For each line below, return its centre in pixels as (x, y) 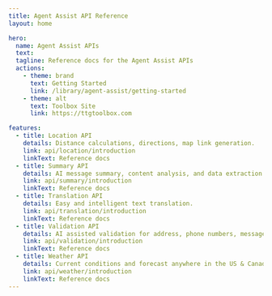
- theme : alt (45, 98)
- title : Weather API (52, 256)
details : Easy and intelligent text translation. (108, 204)
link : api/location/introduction (79, 151)
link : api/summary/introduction (77, 181)
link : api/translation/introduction (85, 211)
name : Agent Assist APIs (57, 45)
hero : (17, 38)
